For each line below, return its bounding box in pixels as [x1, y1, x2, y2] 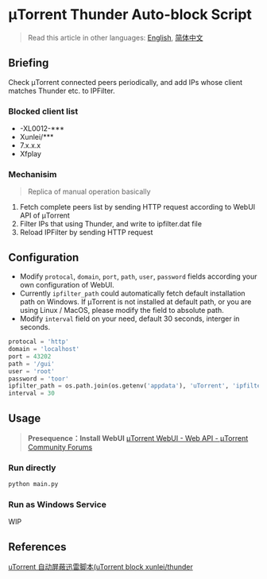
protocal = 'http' [8, 338, 69, 346]
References [8, 540, 67, 554]
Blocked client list [8, 106, 79, 117]
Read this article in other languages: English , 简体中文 [27, 33, 203, 42]
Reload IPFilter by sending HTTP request [19, 228, 153, 237]
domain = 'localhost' [8, 345, 80, 353]
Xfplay [19, 149, 42, 159]
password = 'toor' [8, 375, 69, 383]
